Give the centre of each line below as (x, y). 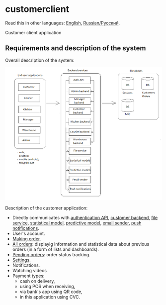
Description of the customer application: (46, 208)
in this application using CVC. (50, 297)
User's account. (29, 234)
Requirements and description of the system (76, 48)
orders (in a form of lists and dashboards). (56, 249)
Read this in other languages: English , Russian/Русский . (63, 23)
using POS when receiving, (47, 287)
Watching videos (30, 271)
